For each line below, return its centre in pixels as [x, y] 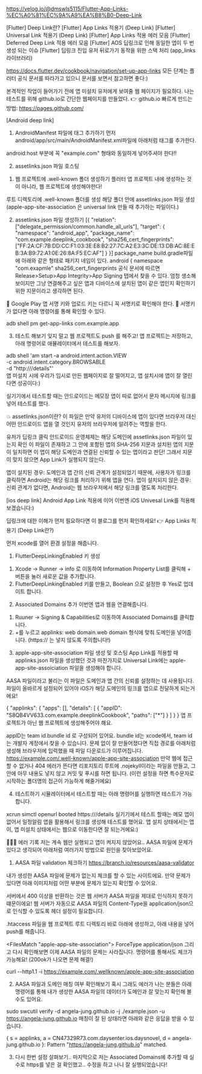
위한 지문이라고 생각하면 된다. [50, 291]
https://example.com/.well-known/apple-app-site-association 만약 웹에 [94, 758]
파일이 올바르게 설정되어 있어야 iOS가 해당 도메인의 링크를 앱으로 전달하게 [93, 688]
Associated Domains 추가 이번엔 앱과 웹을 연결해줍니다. [81, 604]
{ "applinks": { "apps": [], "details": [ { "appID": [64, 708]
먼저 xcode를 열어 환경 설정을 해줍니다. [52, 543]
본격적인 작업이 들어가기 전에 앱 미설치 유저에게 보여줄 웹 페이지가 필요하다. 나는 [100, 91]
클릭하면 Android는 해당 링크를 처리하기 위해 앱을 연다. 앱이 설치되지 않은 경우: [99, 480]
